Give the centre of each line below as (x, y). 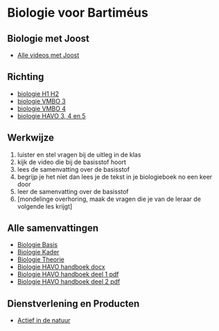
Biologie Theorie (41, 259)
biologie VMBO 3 (41, 101)
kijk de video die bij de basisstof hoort (72, 162)
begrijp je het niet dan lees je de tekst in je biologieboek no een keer (115, 177)
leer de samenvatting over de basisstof (73, 191)
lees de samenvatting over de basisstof (73, 169)
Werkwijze (30, 138)
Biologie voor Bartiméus (78, 13)
